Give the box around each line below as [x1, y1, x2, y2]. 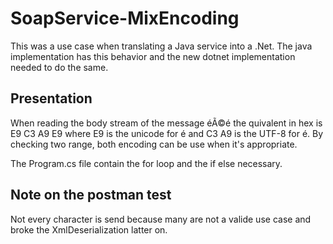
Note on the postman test [10, 187, 172, 204]
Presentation [10, 90, 93, 107]
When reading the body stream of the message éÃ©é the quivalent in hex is [10, 117, 323, 129]
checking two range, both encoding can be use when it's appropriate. [10, 138, 298, 150]
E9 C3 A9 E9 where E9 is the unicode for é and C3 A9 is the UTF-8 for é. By [10, 127, 324, 139]
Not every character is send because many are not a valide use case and [10, 213, 312, 225]
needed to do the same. [10, 61, 109, 73]
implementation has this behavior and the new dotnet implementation [10, 50, 296, 62]
